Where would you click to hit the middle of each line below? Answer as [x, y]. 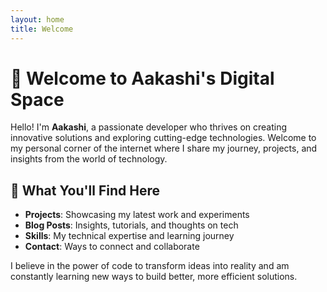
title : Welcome [42, 29]
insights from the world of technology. [89, 159]
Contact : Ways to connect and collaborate [112, 247]
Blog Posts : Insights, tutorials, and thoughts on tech [131, 225]
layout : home [37, 19]
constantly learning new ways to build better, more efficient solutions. [154, 277]
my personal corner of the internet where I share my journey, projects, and [164, 148]
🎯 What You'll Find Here [85, 190]
